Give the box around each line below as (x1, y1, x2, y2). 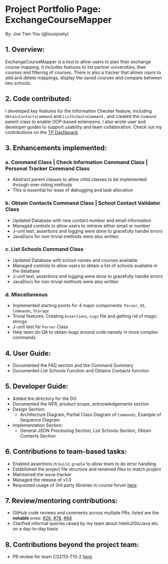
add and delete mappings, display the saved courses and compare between (5, 74, 162, 81)
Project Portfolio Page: (5, 4, 101, 15)
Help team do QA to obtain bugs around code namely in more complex (12, 329, 158, 335)
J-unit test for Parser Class (12, 324, 69, 330)
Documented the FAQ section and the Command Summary (12, 362, 134, 368)
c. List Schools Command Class (5, 246, 84, 253)
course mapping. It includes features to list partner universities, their (5, 64, 146, 70)
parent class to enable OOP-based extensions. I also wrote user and (5, 118, 146, 124)
